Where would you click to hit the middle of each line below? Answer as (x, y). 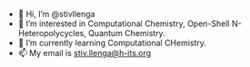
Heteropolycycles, (52, 33)
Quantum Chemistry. (126, 33)
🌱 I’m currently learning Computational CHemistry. (112, 43)
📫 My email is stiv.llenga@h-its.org (85, 53)
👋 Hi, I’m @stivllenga (56, 14)
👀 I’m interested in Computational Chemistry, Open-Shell (124, 24)
